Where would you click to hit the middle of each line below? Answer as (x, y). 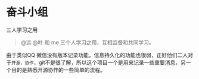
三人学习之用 (22, 30)
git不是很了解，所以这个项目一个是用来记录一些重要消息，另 (112, 62)
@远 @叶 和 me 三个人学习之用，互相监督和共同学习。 (88, 42)
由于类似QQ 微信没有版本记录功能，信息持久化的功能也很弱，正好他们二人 (97, 55)
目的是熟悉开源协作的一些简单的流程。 (58, 69)
